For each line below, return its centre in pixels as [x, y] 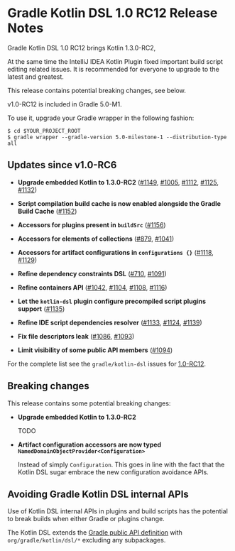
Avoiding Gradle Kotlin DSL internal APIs [98, 494]
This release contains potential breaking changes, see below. [97, 90]
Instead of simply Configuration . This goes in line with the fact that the [121, 464]
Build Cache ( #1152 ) [47, 211]
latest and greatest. [35, 77]
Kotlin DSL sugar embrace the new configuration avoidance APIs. [113, 472]
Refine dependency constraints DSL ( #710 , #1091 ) [92, 273]
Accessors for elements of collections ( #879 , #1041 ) [96, 239]
